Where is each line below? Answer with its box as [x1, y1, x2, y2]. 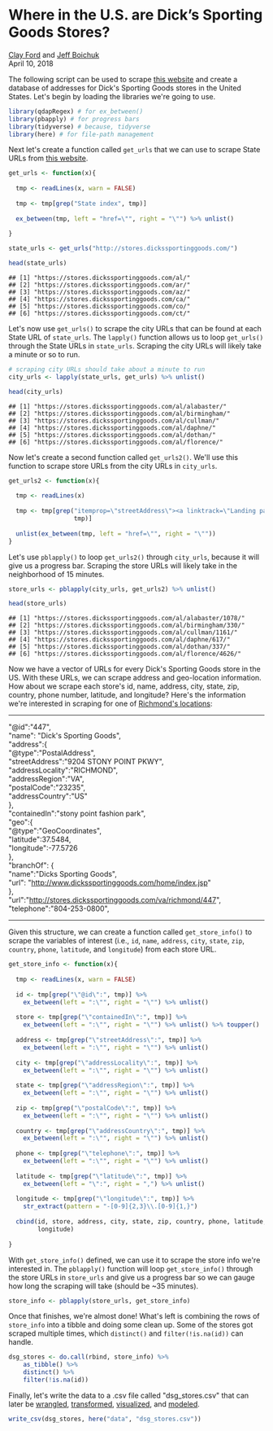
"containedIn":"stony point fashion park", [8, 808, 146, 819]
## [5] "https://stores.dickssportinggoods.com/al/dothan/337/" [8, 643, 231, 651]
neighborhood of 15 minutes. [8, 569, 105, 579]
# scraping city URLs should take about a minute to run [8, 365, 206, 374]
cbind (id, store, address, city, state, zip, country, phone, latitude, [15, 1218, 267, 1226]
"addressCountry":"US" [8, 791, 88, 801]
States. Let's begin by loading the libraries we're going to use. [8, 91, 216, 101]
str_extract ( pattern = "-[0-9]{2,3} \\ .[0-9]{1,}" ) [23, 1202, 198, 1210]
